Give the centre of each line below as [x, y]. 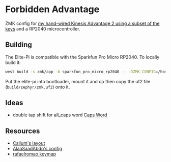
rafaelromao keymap [34, 154]
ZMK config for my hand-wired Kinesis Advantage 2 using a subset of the [82, 23]
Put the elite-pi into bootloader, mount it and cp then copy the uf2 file [78, 81]
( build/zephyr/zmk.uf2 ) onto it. [38, 87]
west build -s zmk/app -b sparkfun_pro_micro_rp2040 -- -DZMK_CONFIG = [82, 72]
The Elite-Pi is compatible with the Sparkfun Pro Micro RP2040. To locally [82, 57]
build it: [13, 62]
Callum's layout [29, 143]
